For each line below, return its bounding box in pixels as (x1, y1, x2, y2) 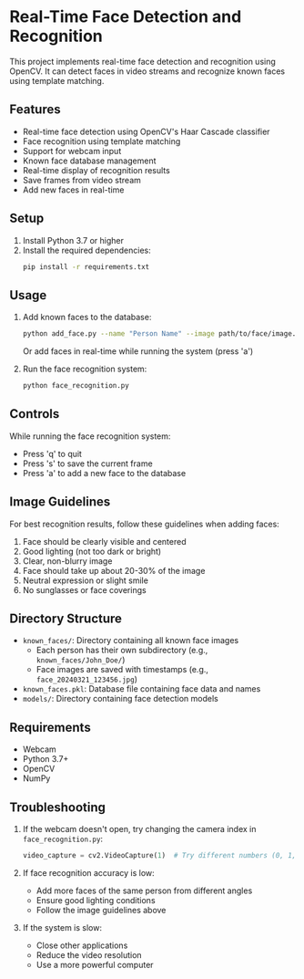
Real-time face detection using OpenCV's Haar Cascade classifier (22, 126, 270, 137)
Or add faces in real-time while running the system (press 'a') (22, 346, 254, 357)
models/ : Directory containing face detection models (22, 693, 218, 704)
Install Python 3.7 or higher (22, 234, 125, 245)
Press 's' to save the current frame (22, 458, 153, 469)
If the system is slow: (22, 922, 103, 932)
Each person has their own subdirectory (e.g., (35, 645, 208, 656)
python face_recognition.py (22, 381, 129, 391)
